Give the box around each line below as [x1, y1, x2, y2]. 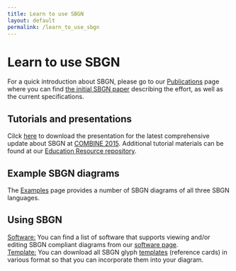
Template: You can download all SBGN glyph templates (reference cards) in [7, 248, 228, 256]
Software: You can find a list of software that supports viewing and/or [7, 233, 210, 241]
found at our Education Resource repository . [7, 146, 137, 156]
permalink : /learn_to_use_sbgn [7, 23, 100, 30]
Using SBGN [7, 214, 62, 226]
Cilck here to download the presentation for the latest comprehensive [7, 132, 210, 140]
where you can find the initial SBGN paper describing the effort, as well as [7, 85, 223, 93]
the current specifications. [7, 93, 84, 101]
